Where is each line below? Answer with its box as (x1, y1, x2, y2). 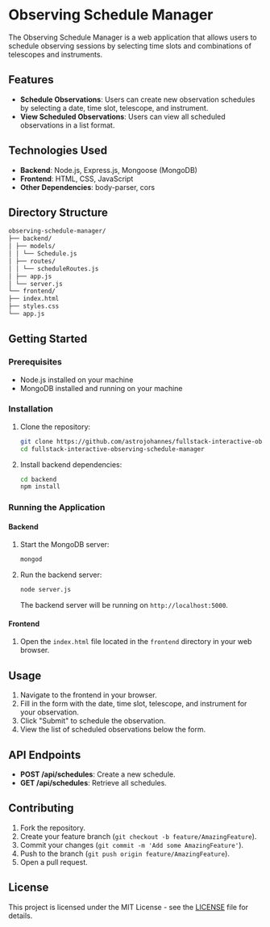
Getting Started (8, 332, 88, 346)
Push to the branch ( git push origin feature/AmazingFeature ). (19, 849, 230, 858)
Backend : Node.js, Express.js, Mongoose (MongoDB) (19, 165, 197, 175)
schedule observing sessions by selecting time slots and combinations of (8, 40, 252, 50)
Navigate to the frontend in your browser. (19, 690, 157, 700)
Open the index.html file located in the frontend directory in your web (19, 637, 252, 647)
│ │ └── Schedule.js (8, 250, 78, 258)
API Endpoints (8, 748, 81, 761)
